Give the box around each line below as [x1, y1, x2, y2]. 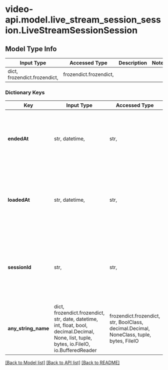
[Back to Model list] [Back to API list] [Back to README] [5, 360, 120, 366]
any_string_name [7, 325, 49, 332]
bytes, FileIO [109, 338, 139, 345]
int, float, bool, [54, 322, 87, 329]
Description [118, 59, 147, 66]
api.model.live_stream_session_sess [5, 14, 161, 25]
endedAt [7, 135, 29, 142]
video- [5, 3, 33, 15]
